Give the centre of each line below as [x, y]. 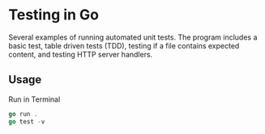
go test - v [27, 121]
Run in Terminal [34, 99]
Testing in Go [54, 15]
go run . [23, 114]
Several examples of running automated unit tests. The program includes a [133, 37]
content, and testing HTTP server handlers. [81, 54]
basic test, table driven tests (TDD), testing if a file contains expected [124, 45]
